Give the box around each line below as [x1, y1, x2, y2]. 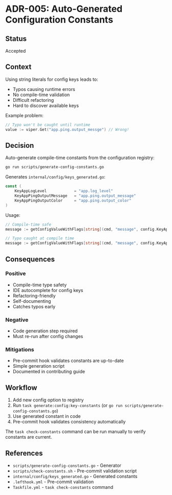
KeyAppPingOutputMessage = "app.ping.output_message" [14, 193, 137, 198]
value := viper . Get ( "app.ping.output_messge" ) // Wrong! [5, 127, 130, 132]
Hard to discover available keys [12, 102, 79, 108]
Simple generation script [12, 363, 65, 369]
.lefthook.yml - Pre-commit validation [12, 479, 94, 485]
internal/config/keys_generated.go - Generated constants [12, 474, 138, 480]
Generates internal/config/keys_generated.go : [5, 174, 106, 180]
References [5, 448, 43, 458]
